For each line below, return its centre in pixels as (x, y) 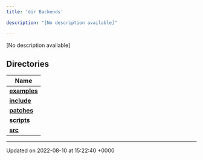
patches (21, 111)
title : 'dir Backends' (35, 12)
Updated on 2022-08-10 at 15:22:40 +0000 (60, 150)
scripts (20, 120)
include (20, 101)
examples (24, 91)
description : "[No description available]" (62, 23)
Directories (28, 64)
